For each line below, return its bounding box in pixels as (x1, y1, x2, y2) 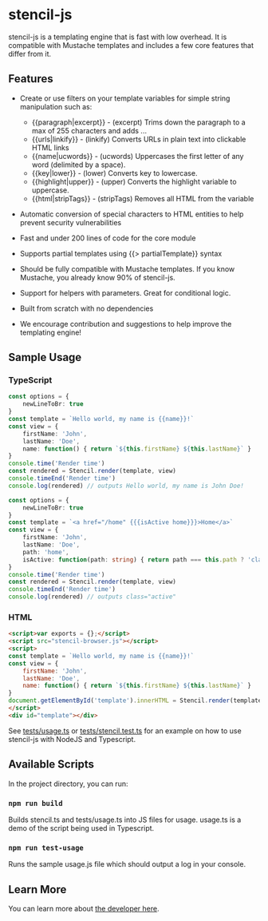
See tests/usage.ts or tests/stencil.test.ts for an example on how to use (8, 725, 242, 736)
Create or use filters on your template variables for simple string (19, 93, 231, 103)
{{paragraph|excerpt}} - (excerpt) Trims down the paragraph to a (31, 117, 246, 127)
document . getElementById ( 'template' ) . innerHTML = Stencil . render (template (8, 697, 262, 705)
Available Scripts (8, 757, 94, 772)
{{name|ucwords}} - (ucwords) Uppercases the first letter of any (31, 151, 244, 161)
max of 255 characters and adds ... (31, 125, 148, 135)
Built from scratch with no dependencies (19, 304, 154, 313)
